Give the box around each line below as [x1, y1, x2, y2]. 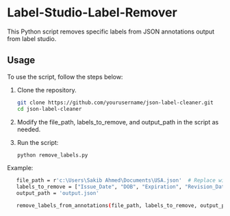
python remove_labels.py [16, 152, 88, 159]
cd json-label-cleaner [16, 105, 82, 112]
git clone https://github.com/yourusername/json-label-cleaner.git [16, 99, 214, 106]
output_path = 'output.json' [16, 190, 99, 197]
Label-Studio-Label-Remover [7, 5, 178, 21]
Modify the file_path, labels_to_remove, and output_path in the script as [16, 118, 219, 126]
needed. [16, 125, 41, 133]
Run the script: [16, 138, 59, 146]
